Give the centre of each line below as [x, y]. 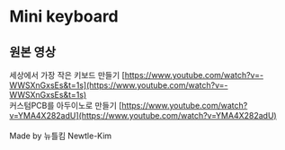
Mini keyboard [64, 17]
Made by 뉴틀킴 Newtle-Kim [61, 136]
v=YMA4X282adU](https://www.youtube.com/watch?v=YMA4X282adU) [143, 115]
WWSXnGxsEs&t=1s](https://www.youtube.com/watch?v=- [119, 85]
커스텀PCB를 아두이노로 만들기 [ [66, 106]
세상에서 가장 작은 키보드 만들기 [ [67, 75]
